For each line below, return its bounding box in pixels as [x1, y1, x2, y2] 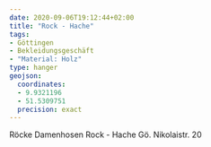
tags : [9, 30, 30, 39]
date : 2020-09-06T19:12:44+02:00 [9, 13, 135, 22]
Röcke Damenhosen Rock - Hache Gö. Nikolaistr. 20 [9, 129, 202, 140]
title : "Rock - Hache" [9, 22, 94, 30]
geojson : [9, 72, 42, 81]
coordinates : [17, 80, 66, 89]
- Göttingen [9, 38, 54, 48]
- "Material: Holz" [9, 55, 83, 64]
